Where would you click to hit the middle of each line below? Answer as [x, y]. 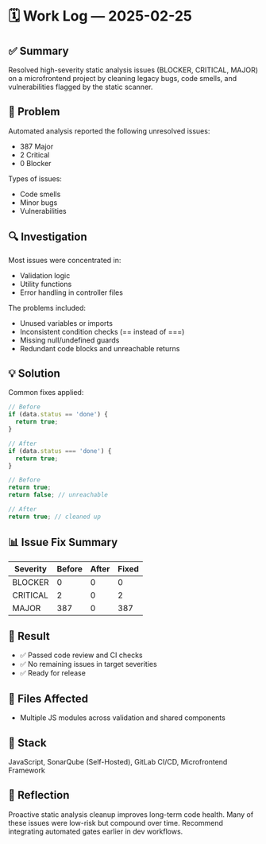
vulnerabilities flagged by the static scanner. [81, 87]
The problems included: [47, 308]
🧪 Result [29, 636]
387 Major [37, 146]
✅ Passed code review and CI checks [81, 655]
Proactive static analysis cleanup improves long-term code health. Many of [131, 814]
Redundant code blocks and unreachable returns [100, 348]
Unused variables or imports [66, 323]
